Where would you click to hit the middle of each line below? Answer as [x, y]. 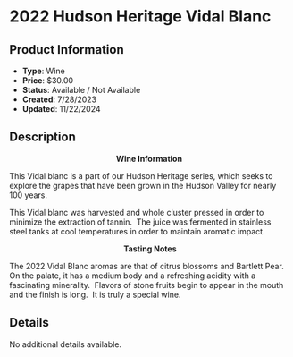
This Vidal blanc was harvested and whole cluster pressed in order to [137, 212]
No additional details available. [66, 344]
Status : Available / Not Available [81, 90]
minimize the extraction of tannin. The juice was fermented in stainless [140, 222]
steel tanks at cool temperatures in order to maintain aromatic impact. [137, 231]
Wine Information [149, 158]
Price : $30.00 [48, 81]
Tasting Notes [150, 249]
